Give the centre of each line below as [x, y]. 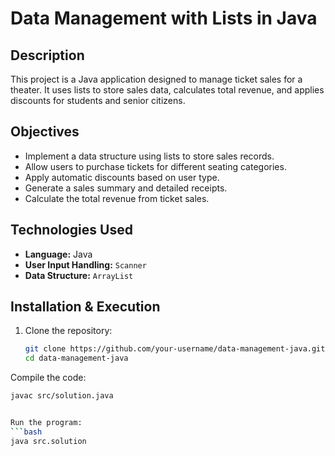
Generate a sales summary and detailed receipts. [126, 188]
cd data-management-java [76, 358]
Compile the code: [48, 378]
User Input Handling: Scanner [85, 264]
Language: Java [58, 254]
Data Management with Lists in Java [164, 18]
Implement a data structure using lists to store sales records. [149, 156]
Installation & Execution [85, 307]
